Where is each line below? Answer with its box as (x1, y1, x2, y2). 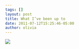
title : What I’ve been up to (5, 16, 66, 21)
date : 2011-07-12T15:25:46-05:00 (5, 21, 75, 26)
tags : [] (5, 7, 23, 12)
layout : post (5, 12, 32, 17)
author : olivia (5, 25, 37, 30)
